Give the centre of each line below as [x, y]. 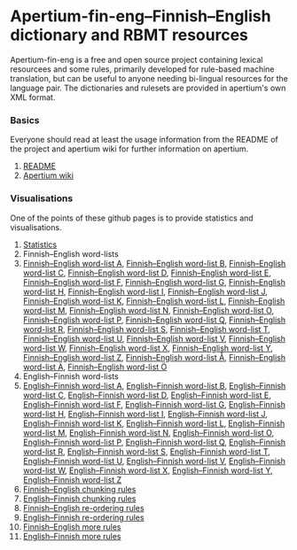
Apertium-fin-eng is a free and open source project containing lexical [137, 59]
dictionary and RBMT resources [129, 35]
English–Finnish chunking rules [79, 499]
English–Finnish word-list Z [72, 479]
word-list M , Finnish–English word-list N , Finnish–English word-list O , [148, 310]
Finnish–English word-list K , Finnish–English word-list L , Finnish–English [154, 301]
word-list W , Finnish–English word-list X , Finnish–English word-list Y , [148, 348]
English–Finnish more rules [72, 536]
